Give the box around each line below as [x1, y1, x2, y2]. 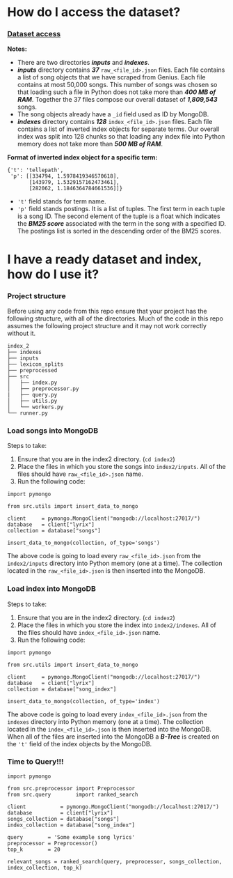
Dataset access [7, 29, 61, 39]
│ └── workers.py [7, 403, 64, 410]
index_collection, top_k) [7, 864, 82, 871]
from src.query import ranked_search [7, 791, 138, 798]
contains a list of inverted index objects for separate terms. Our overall [17, 125, 220, 133]
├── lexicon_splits [7, 360, 64, 368]
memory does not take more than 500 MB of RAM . [17, 140, 163, 148]
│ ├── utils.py [7, 397, 58, 404]
